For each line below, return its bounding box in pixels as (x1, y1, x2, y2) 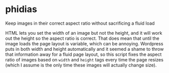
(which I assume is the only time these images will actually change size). (5, 62, 157, 68)
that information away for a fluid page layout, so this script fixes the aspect (5, 51, 162, 57)
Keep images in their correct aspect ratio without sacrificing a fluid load (5, 20, 155, 26)
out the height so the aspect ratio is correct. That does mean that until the (5, 35, 160, 41)
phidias (5, 4, 37, 15)
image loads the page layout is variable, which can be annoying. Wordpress (5, 40, 163, 46)
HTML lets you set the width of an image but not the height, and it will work (5, 30, 162, 36)
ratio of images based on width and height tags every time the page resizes (5, 56, 164, 62)
